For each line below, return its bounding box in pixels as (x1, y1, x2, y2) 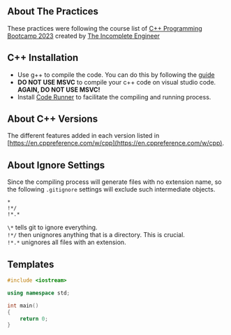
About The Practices (7, 6, 99, 17)
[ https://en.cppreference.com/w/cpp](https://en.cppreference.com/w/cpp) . (7, 139, 225, 148)
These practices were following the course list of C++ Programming (7, 24, 202, 32)
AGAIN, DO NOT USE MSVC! (17, 85, 100, 94)
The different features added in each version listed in (7, 131, 160, 140)
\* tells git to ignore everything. (7, 223, 98, 231)
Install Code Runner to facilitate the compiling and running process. (17, 92, 211, 101)
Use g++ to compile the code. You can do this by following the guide (17, 70, 215, 79)
